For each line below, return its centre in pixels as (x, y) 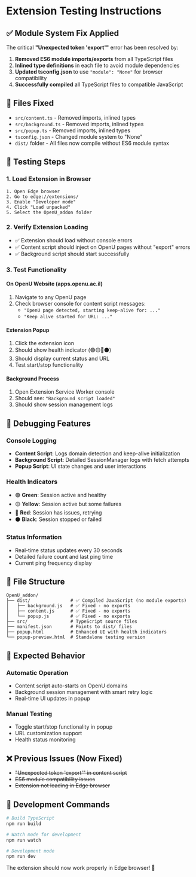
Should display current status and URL (62, 359)
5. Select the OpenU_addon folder (49, 212)
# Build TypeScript (30, 818)
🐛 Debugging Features (48, 423)
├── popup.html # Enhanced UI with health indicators (87, 632)
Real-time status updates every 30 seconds (68, 550)
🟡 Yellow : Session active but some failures (68, 504)
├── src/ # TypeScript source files (72, 622)
